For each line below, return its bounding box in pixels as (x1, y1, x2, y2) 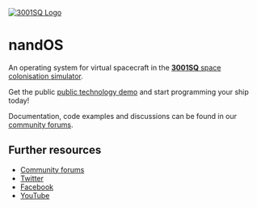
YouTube (19, 190, 50, 200)
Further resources (8, 143, 102, 157)
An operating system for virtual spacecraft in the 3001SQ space (8, 62, 221, 72)
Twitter (19, 173, 44, 183)
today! (8, 96, 30, 105)
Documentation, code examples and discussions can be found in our (8, 111, 237, 121)
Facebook (19, 182, 54, 192)
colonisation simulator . (8, 71, 83, 81)
